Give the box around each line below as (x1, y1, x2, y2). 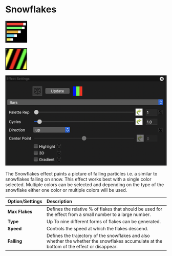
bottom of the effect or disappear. (47, 244, 118, 250)
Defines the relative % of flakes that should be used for (47, 206, 163, 212)
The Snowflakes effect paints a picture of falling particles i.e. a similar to (5, 170, 158, 176)
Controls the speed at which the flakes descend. (47, 226, 148, 232)
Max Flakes (7, 209, 33, 215)
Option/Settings (7, 199, 42, 205)
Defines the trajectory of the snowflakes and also (47, 232, 150, 239)
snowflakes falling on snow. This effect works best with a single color (5, 176, 152, 182)
